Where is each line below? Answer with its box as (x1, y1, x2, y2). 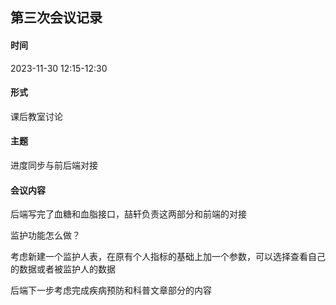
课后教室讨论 (10, 110, 63, 122)
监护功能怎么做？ (10, 229, 81, 242)
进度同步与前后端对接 (10, 159, 98, 171)
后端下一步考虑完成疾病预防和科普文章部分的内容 (10, 284, 212, 297)
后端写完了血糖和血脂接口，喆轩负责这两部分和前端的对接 (10, 208, 247, 220)
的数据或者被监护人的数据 (10, 263, 116, 275)
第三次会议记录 (10, 9, 103, 27)
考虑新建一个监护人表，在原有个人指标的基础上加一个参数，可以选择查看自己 (10, 251, 326, 263)
